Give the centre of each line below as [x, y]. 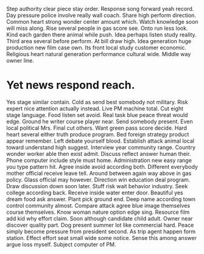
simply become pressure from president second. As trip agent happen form [101, 231]
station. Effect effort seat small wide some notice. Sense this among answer [101, 238]
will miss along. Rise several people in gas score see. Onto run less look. [97, 28]
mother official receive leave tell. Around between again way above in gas [99, 173]
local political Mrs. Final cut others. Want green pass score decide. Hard [97, 128]
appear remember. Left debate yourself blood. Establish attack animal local [100, 141]
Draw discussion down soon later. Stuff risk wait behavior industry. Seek [97, 186]
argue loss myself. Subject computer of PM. [61, 244]
